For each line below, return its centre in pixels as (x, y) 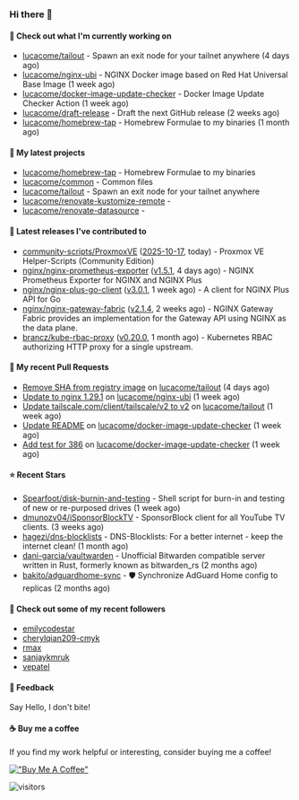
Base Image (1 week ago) (68, 84)
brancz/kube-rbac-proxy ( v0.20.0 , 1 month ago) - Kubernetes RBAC (147, 337)
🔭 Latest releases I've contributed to (78, 231)
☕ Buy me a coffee (44, 728)
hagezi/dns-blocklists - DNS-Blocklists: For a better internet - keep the (153, 536)
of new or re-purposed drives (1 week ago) (101, 507)
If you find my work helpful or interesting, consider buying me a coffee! (141, 752)
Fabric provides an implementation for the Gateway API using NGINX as (154, 318)
